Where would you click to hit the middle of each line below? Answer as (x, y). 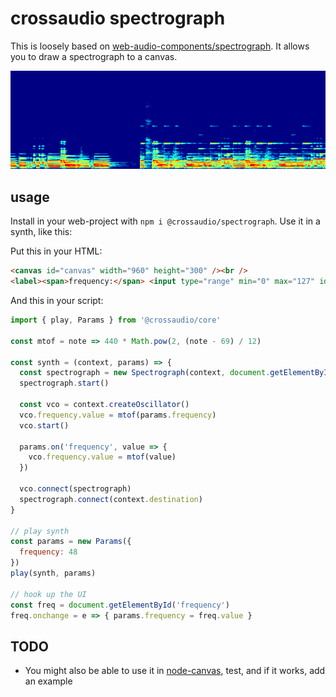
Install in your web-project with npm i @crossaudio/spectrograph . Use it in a (165, 221)
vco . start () (44, 425)
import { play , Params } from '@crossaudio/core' (116, 320)
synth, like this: (41, 232)
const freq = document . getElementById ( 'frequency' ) (120, 605)
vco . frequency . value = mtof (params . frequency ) (118, 415)
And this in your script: (57, 300)
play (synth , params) (53, 573)
